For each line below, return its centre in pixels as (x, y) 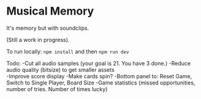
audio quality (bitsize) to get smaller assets (60, 70)
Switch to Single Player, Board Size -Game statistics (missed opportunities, (101, 83)
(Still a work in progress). (38, 39)
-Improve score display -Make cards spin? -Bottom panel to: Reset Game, (99, 76)
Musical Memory (50, 11)
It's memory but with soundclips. (48, 28)
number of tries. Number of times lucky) (57, 89)
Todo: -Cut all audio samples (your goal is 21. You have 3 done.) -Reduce (99, 63)
